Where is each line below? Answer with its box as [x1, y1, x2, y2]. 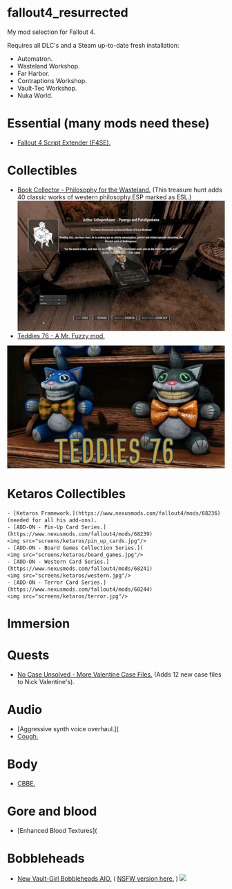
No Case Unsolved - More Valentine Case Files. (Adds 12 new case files [17, 670, 222, 679]
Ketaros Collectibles [7, 486, 126, 502]
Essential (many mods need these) [7, 116, 210, 131]
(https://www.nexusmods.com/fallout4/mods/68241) [7, 565, 153, 572]
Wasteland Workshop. [17, 62, 81, 70]
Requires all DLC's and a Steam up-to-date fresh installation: [7, 41, 180, 49]
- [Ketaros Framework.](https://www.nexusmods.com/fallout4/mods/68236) [7, 510, 221, 517]
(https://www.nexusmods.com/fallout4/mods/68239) [7, 531, 153, 538]
